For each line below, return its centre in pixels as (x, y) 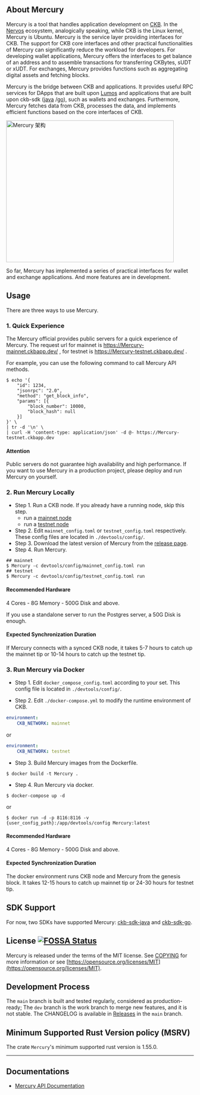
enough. (16, 621)
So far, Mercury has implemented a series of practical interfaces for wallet (97, 271)
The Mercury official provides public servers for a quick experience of (92, 338)
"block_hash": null (52, 412)
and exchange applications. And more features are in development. (88, 277)
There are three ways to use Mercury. (52, 310)
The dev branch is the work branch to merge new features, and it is (105, 1007)
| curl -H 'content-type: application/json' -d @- (70, 433)
